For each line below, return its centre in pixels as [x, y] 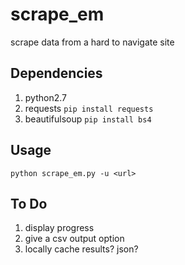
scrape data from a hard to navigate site [92, 42]
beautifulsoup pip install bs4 [88, 119]
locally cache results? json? [81, 249]
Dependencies [56, 73]
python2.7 [45, 97]
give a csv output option [74, 239]
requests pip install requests [89, 108]
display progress [59, 228]
